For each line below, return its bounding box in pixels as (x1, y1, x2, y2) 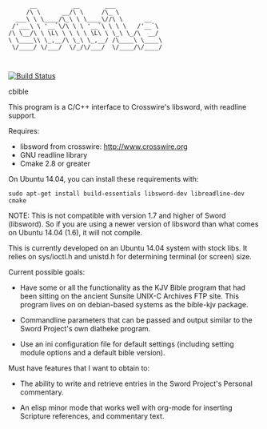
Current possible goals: (8, 267, 86, 277)
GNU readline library (19, 150, 88, 159)
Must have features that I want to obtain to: (8, 363, 150, 373)
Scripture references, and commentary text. (19, 411, 165, 421)
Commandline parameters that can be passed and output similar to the (19, 315, 253, 325)
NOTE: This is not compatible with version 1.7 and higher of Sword (8, 210, 226, 220)
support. (8, 110, 37, 120)
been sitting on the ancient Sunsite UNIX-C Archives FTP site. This (19, 291, 240, 301)
